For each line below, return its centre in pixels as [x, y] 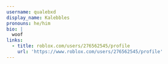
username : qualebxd [31, 12]
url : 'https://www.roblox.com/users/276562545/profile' [90, 52]
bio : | [15, 29]
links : [15, 40]
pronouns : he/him [29, 23]
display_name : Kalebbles [38, 18]
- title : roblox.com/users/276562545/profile [71, 46]
